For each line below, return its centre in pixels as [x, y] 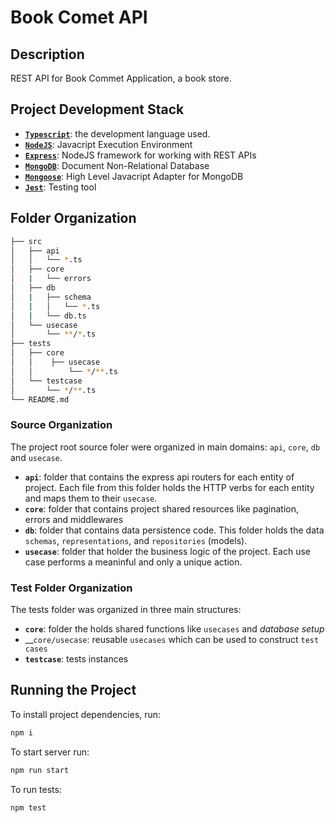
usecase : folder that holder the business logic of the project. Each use [167, 551]
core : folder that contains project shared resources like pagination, [162, 508]
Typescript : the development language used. [117, 133]
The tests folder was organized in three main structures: [126, 609]
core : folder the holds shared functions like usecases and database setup [174, 628]
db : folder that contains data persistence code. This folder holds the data [174, 530]
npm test [28, 807]
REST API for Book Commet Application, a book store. [121, 78]
